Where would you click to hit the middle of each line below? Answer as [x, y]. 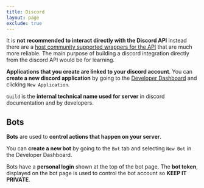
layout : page [23, 18]
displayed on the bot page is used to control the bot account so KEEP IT [97, 173]
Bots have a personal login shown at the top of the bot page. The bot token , [102, 167]
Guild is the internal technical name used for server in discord [86, 96]
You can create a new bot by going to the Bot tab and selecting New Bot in [99, 148]
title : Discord [26, 12]
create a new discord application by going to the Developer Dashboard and [102, 78]
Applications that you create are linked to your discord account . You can [100, 72]
